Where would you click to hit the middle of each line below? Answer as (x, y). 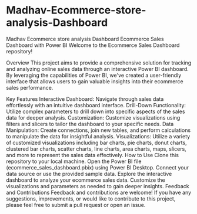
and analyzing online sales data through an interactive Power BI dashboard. (98, 69)
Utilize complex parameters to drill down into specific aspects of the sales (96, 111)
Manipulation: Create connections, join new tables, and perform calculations (98, 130)
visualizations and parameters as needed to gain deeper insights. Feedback (98, 186)
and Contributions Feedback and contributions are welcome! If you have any (99, 192)
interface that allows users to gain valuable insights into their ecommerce (95, 81)
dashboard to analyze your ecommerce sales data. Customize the (86, 180)
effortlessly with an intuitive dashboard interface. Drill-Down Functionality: (96, 105)
